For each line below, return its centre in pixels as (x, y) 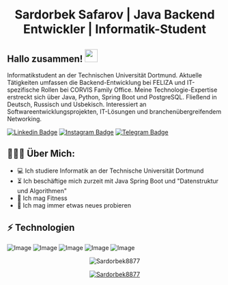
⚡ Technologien (41, 228)
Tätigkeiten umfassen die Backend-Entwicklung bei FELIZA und (96, 83)
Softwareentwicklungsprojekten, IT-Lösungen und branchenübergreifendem (114, 112)
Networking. (25, 119)
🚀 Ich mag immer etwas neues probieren (74, 205)
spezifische (23, 90)
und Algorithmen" (42, 190)
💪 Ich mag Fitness (42, 198)
